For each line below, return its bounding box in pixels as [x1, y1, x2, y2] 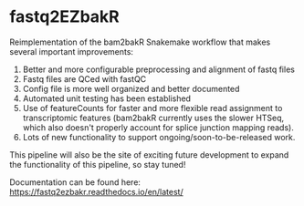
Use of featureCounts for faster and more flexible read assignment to [22, 102, 283, 113]
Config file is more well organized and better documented [22, 83, 240, 94]
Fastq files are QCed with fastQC [22, 73, 147, 84]
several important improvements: [9, 46, 134, 57]
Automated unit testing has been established [22, 93, 192, 104]
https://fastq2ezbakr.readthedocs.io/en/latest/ [9, 186, 184, 197]
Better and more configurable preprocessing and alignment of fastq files [22, 64, 295, 75]
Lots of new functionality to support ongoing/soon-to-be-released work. [22, 131, 296, 142]
